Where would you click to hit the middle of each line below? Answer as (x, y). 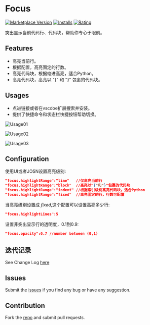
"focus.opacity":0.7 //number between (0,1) (52, 233)
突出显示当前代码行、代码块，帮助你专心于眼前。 (55, 32)
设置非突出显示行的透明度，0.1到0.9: (42, 224)
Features (19, 48)
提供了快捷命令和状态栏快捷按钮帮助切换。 (56, 114)
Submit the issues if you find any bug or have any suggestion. (68, 290)
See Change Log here (27, 263)
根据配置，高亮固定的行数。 (40, 67)
